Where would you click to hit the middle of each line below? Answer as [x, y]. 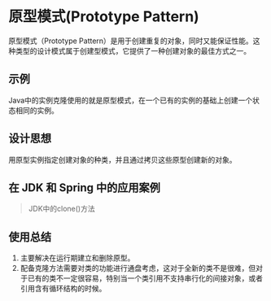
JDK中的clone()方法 [61, 209]
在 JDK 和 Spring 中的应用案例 [85, 188]
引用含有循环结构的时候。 [63, 289]
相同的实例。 [37, 110]
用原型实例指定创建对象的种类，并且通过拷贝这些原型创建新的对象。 [122, 159]
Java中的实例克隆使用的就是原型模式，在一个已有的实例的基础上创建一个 [131, 100]
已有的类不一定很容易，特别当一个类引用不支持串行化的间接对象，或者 [145, 278]
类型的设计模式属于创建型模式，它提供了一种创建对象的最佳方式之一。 [133, 50]
